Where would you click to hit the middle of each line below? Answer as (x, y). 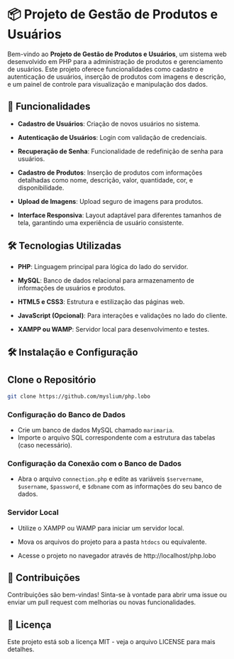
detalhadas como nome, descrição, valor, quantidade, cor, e (105, 180)
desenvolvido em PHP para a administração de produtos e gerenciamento (115, 61)
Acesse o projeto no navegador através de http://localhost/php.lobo (117, 555)
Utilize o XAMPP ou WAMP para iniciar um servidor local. (101, 528)
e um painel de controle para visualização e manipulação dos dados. (107, 84)
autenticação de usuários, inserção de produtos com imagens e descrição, (117, 77)
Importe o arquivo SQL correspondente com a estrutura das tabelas (116, 437)
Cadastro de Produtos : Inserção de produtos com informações (110, 173)
